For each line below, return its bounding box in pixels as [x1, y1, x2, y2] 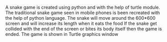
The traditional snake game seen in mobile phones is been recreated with [5, 10, 160, 16]
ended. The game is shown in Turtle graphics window [5, 31, 119, 37]
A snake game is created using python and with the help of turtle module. [5, 5, 160, 10]
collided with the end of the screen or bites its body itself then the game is [5, 26, 162, 32]
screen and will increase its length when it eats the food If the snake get [5, 20, 157, 26]
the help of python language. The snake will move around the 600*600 [5, 15, 156, 21]
